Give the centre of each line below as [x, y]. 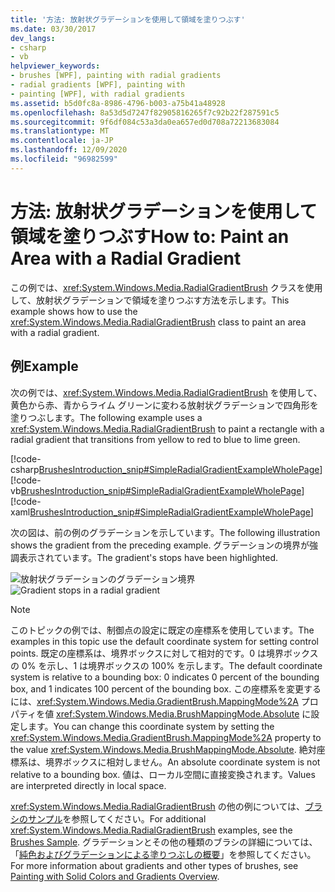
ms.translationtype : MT [60, 131]
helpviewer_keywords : [55, 66]
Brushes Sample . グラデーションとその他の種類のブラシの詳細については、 [164, 842]
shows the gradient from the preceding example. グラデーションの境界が [160, 545]
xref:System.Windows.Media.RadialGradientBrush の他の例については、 [158, 806]
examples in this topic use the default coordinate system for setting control [164, 641]
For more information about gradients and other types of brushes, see [154, 865]
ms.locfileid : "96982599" [64, 159]
